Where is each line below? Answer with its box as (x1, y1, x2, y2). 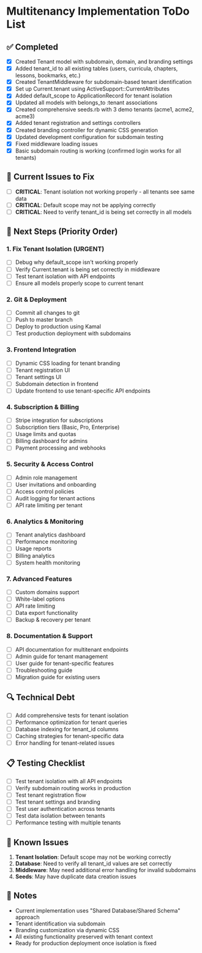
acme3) (15, 113, 35, 120)
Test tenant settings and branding (15, 798, 101, 806)
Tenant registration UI (15, 366, 70, 374)
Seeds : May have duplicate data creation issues (15, 873, 137, 880)
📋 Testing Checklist (6, 758, 85, 769)
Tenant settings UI (15, 373, 62, 380)
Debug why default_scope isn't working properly (15, 258, 138, 266)
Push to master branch (15, 316, 73, 323)
